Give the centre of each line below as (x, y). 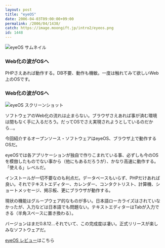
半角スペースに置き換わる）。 (47, 213)
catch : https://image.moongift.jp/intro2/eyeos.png (59, 28)
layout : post (19, 10)
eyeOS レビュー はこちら (30, 240)
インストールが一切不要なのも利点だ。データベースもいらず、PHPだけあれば (83, 178)
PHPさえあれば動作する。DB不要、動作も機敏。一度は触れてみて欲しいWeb (82, 73)
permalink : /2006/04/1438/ (33, 23)
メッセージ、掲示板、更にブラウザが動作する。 (66, 190)
